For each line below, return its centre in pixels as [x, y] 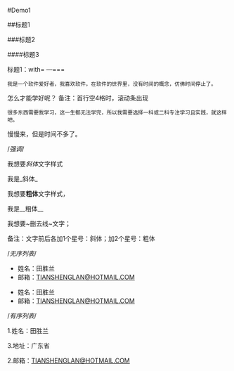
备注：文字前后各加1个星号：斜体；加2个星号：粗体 [82, 239]
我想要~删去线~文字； [39, 223]
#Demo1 [19, 10]
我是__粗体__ [25, 209]
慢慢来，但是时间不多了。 [44, 134]
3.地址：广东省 [29, 346]
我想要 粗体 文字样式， [38, 194]
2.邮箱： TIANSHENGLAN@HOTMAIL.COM [69, 360]
